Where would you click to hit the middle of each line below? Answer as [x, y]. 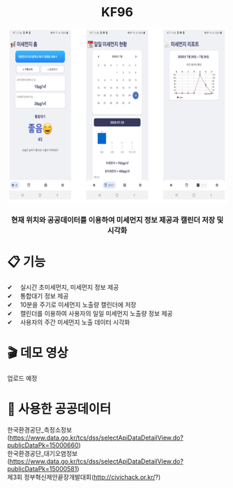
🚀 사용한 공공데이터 [59, 409]
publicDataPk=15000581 [42, 468]
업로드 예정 [22, 378]
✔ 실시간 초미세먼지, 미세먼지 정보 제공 [63, 287]
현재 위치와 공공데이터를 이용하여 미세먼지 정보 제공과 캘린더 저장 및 [117, 220]
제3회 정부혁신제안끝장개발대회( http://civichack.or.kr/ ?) [84, 477]
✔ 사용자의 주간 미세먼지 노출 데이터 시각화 [69, 322]
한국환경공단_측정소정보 [40, 430]
